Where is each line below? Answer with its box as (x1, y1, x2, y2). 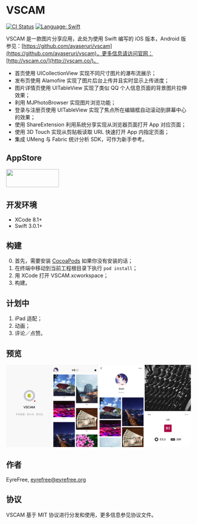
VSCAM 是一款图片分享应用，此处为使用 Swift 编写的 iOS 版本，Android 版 (6, 35, 186, 42)
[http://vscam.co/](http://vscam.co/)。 (6, 57, 99, 64)
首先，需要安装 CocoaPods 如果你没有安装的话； (14, 257, 133, 264)
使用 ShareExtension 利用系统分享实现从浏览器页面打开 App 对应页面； (14, 121, 186, 128)
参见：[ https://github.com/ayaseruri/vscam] (6, 42, 113, 49)
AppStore (6, 153, 42, 163)
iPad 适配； (14, 315, 43, 322)
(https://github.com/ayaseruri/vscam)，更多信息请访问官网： (6, 49, 154, 56)
